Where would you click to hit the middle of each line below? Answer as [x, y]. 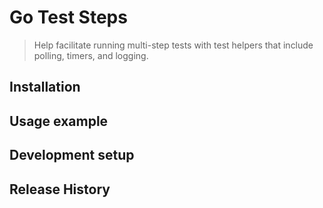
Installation [45, 87]
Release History [60, 189]
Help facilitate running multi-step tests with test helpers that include [173, 45]
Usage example [59, 121]
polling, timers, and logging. [91, 55]
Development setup [72, 155]
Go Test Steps [68, 17]
